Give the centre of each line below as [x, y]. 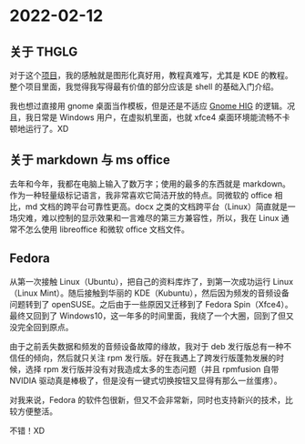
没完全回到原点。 [41, 327]
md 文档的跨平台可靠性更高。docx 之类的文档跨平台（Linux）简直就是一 [160, 207]
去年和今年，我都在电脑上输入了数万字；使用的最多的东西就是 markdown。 [150, 184]
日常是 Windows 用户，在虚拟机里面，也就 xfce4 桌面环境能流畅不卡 [162, 117]
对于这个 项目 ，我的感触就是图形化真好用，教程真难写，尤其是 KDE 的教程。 [151, 75]
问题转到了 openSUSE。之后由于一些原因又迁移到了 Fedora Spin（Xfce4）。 [151, 304]
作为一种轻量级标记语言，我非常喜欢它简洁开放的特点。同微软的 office [141, 195]
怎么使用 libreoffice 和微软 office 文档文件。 [107, 229]
